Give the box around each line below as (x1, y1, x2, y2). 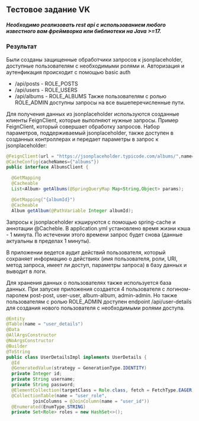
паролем (6, 291, 29, 298)
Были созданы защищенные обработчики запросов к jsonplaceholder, (6, 56, 183, 63)
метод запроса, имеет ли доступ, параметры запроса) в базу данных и (6, 261, 187, 268)
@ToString (6, 349, 31, 355)
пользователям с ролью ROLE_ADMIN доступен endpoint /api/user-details (6, 298, 192, 305)
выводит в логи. (6, 268, 47, 275)
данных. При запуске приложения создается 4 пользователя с (6, 285, 166, 293)
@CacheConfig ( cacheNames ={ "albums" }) (6, 159, 99, 165)
